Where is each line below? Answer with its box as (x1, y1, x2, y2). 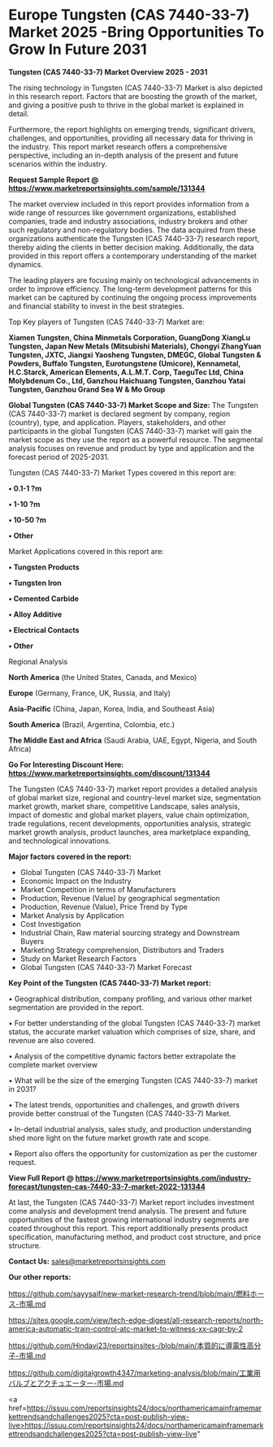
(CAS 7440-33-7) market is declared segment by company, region (8, 409, 231, 418)
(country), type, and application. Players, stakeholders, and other (8, 417, 226, 427)
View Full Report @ (8, 1172, 75, 1183)
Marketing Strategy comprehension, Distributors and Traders (19, 945, 225, 955)
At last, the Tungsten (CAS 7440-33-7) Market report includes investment (8, 1197, 254, 1207)
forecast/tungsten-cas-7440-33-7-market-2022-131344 (8, 1181, 206, 1191)
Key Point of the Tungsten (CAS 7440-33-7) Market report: (8, 977, 211, 988)
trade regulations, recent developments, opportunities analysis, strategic (8, 818, 252, 828)
